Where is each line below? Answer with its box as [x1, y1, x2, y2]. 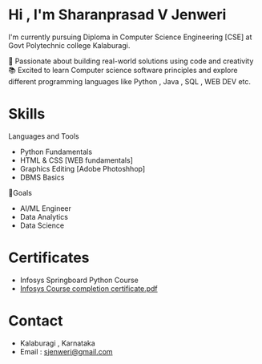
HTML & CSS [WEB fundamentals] [19, 155, 134, 165]
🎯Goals [8, 188, 32, 197]
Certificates [8, 249, 90, 267]
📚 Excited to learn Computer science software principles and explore [8, 65, 238, 75]
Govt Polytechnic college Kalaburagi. [8, 40, 131, 50]
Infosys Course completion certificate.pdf [19, 283, 158, 293]
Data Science [19, 220, 65, 230]
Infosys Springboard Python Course [19, 275, 139, 285]
